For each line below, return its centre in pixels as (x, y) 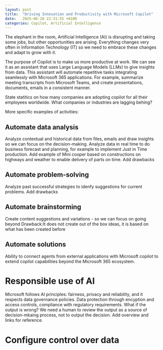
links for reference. (24, 320)
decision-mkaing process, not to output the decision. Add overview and (77, 315)
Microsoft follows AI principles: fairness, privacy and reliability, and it (74, 295)
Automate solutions (36, 245)
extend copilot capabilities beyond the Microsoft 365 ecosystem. (70, 261)
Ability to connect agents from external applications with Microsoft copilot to (82, 256)
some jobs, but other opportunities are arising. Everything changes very (77, 42)
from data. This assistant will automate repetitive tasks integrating (71, 72)
